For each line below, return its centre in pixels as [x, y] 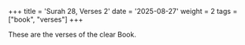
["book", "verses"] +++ [46, 19]
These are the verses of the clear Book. [72, 35]
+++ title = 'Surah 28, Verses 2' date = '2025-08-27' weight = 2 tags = [123, 11]
